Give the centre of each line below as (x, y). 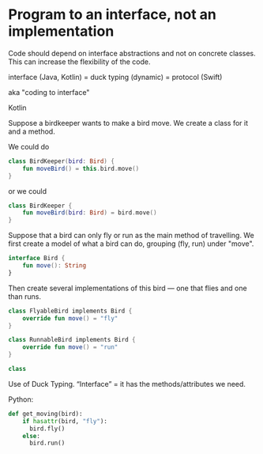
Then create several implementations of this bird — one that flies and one (128, 288)
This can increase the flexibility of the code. (80, 62)
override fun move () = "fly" (70, 318)
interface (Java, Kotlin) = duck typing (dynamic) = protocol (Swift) (115, 77)
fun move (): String (54, 266)
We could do (29, 146)
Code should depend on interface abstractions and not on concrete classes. (132, 53)
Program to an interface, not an (113, 15)
